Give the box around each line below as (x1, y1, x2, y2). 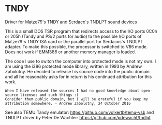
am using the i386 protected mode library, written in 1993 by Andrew (5, 63, 142, 69)
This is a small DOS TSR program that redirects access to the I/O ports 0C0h (5, 28, 158, 34)
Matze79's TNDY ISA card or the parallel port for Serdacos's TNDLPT (5, 38, 144, 44)
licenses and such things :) (20, 93, 79, 97)
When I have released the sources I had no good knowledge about (5, 88, 139, 93)
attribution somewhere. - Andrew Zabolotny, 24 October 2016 (5, 101, 131, 106)
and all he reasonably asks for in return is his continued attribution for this (5, 74, 152, 79)
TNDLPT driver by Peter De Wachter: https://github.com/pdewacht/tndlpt (5, 114, 151, 120)
